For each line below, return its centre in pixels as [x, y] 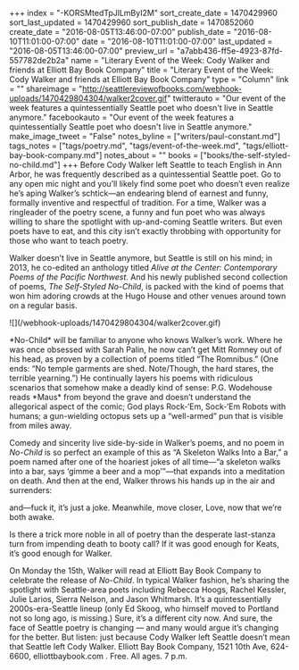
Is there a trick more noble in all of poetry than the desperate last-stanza [142, 534]
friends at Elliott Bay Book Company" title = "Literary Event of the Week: [141, 70]
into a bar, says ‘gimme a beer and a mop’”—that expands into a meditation [147, 471]
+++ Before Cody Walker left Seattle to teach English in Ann [172, 165]
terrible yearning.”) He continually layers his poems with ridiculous [131, 378]
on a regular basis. [43, 306]
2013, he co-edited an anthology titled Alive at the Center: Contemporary [144, 268]
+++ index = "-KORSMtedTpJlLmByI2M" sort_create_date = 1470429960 [144, 13]
